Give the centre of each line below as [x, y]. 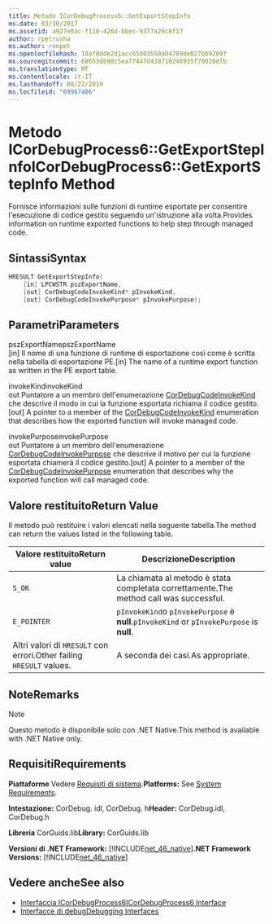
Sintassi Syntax [48, 258]
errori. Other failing [48, 655]
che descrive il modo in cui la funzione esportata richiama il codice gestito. [134, 403]
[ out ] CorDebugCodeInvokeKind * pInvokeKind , [100, 292]
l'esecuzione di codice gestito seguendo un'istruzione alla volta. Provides [130, 215]
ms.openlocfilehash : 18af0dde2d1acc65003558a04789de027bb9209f [118, 54]
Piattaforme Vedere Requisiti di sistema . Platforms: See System [115, 784]
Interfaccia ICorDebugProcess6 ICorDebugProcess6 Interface [123, 902]
